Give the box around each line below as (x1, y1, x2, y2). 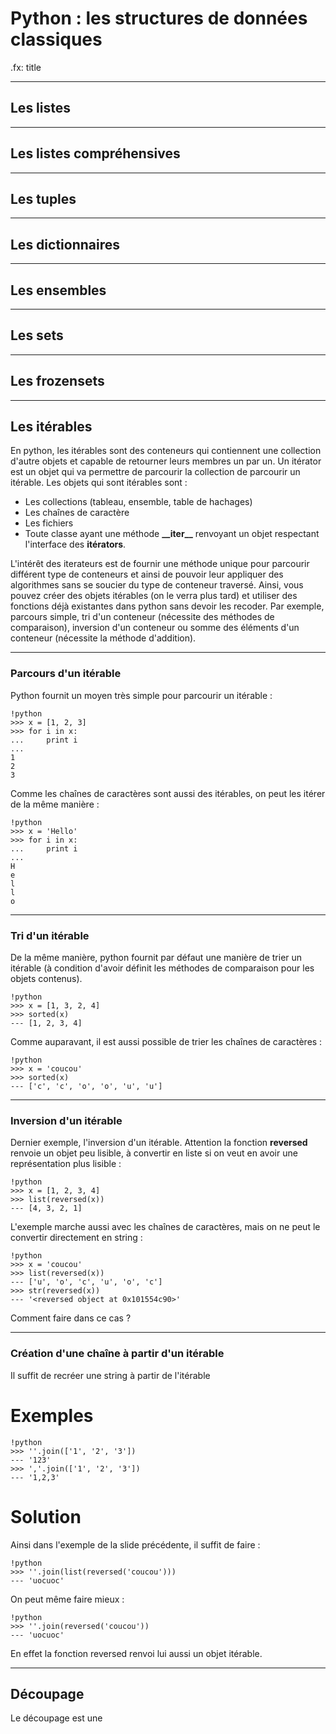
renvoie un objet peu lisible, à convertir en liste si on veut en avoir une (10, 1147, 298, 1159)
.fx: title (10, 61, 42, 73)
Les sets (10, 327, 64, 344)
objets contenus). (10, 973, 83, 985)
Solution (10, 1505, 82, 1528)
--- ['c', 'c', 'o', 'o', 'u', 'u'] (10, 1082, 163, 1092)
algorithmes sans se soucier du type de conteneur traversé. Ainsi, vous (10, 579, 304, 591)
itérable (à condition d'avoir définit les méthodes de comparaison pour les (10, 962, 315, 974)
